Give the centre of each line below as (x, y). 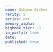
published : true (22, 42)
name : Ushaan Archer (27, 10)
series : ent (17, 19)
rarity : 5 (15, 14)
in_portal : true (22, 33)
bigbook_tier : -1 (23, 28)
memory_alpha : (20, 24)
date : (11, 38)
